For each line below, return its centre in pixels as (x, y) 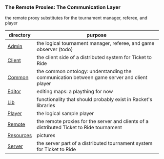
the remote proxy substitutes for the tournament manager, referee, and (76, 18)
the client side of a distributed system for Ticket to (94, 58)
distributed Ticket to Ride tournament (79, 127)
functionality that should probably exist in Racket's (94, 99)
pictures (46, 136)
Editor (14, 92)
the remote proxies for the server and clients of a (92, 121)
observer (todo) (55, 49)
